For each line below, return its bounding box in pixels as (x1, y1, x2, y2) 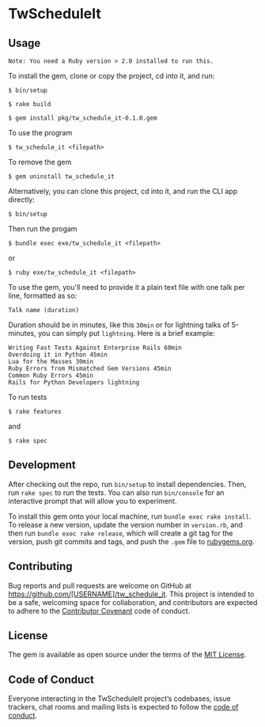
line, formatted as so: (8, 291, 78, 300)
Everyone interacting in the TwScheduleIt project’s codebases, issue (8, 694, 231, 703)
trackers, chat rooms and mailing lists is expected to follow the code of (8, 702, 239, 712)
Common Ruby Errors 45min (8, 371, 93, 379)
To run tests (8, 393, 47, 402)
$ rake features (8, 408, 62, 416)
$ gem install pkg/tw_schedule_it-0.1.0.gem (8, 114, 157, 122)
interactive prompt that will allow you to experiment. (8, 496, 177, 505)
